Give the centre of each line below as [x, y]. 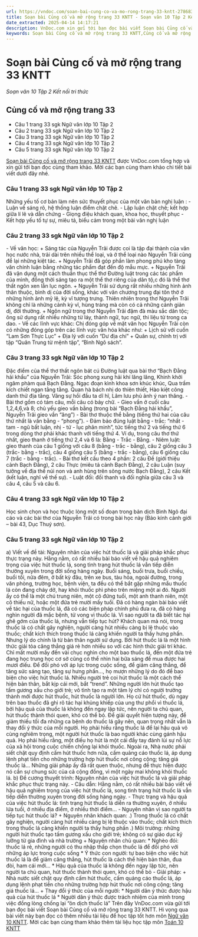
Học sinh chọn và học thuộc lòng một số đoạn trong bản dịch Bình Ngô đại [97, 512]
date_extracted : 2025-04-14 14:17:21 [52, 22]
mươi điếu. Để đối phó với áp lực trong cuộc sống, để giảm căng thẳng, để [96, 665]
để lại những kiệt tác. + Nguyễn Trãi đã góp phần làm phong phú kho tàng [96, 261]
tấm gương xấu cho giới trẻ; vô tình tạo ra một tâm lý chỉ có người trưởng [94, 690]
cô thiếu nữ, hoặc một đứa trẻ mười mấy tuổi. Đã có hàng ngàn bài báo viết [97, 602]
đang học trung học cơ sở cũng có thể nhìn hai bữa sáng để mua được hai [96, 659]
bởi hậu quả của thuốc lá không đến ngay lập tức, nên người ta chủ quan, [95, 709]
